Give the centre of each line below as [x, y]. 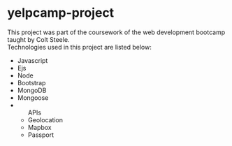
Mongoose [33, 97]
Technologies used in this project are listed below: [79, 47]
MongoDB [32, 90]
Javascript [32, 60]
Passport [41, 135]
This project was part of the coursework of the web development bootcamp [116, 32]
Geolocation [45, 119]
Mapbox [39, 127]
